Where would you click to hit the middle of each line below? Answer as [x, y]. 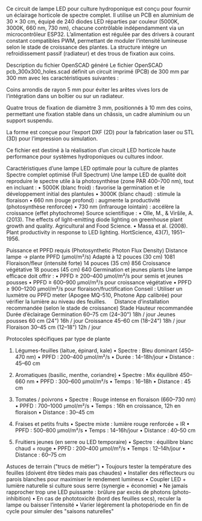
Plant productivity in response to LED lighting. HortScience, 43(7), [88, 232]
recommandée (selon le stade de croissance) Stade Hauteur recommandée [100, 308]
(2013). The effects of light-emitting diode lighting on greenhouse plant [94, 220]
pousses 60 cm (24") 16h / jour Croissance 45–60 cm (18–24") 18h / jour [96, 321]
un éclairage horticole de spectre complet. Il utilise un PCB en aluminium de [100, 15]
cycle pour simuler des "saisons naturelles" [60, 511]
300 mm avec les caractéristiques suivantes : [63, 78]
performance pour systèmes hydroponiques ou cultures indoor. [85, 157]
